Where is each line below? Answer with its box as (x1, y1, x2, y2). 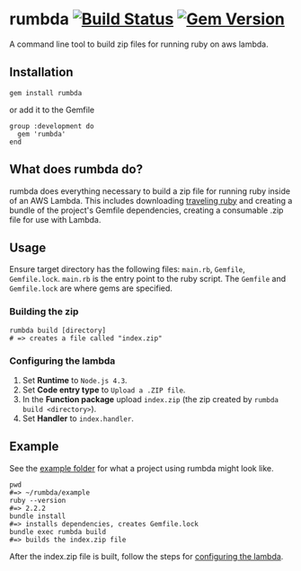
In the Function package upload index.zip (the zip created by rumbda (22, 393, 279, 404)
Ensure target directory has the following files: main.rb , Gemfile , (9, 264, 245, 275)
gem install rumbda (9, 88, 83, 98)
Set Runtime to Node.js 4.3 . (22, 374, 128, 385)
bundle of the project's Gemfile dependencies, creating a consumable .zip (9, 205, 284, 215)
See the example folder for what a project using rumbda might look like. (9, 462, 274, 473)
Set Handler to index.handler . (22, 413, 135, 424)
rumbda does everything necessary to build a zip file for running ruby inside (9, 185, 290, 197)
